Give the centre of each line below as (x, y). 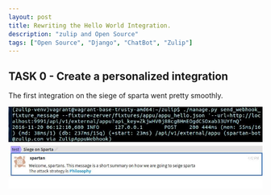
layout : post (30, 17)
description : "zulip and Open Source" (73, 34)
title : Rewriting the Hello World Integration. (90, 25)
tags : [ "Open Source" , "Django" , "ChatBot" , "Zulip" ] (101, 43)
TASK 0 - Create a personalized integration (118, 76)
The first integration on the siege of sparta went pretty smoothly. (116, 96)
